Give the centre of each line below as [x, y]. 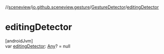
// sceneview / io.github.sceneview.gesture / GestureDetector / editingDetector [82, 7]
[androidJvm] [19, 41]
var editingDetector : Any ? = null [38, 46]
